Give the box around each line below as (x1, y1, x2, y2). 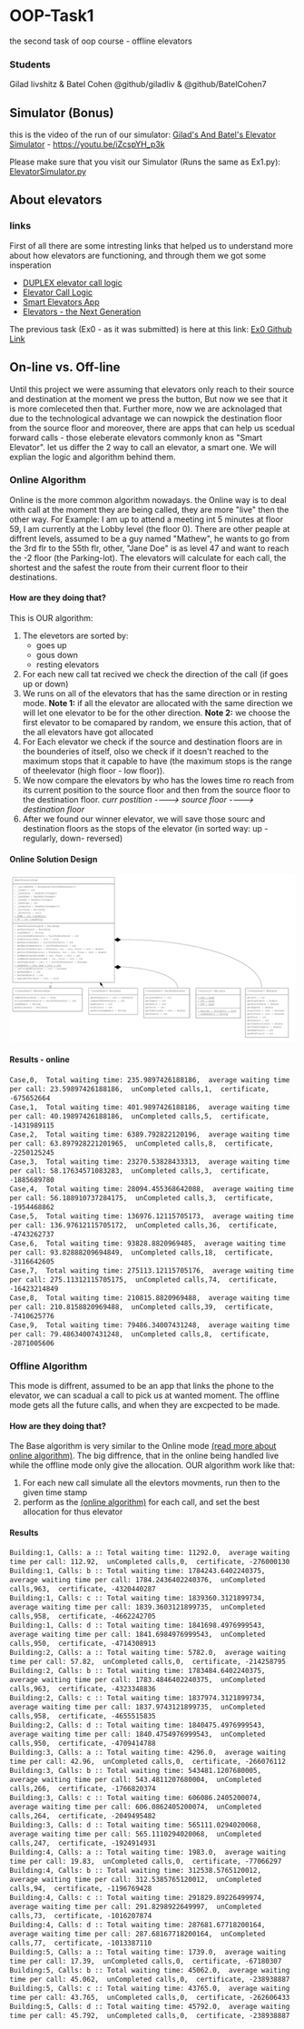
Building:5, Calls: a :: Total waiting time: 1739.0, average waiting (9, 1948, 286, 1957)
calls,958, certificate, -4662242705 (9, 1612, 156, 1621)
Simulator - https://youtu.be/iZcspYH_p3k (9, 139, 165, 150)
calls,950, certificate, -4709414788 (9, 1739, 156, 1748)
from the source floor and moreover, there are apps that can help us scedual (9, 422, 295, 433)
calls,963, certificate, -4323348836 (9, 1685, 156, 1694)
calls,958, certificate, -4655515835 (9, 1712, 156, 1721)
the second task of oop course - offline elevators (9, 35, 192, 46)
